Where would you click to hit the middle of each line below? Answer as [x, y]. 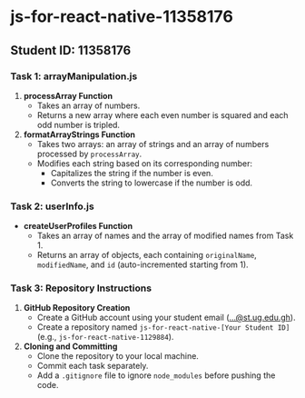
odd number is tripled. [79, 124]
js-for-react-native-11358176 [122, 17]
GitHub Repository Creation [77, 308]
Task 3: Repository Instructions [81, 288]
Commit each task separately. [93, 366]
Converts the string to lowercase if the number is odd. [152, 183]
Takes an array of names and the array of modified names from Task [165, 236]
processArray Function [68, 95]
